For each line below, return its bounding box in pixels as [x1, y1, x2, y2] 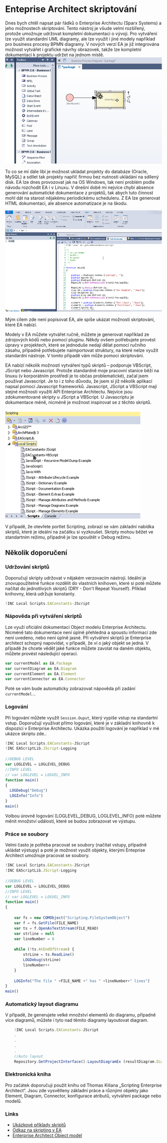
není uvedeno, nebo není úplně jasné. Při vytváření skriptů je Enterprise [5, 634, 152, 641]
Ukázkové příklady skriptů [12, 1122, 66, 1128]
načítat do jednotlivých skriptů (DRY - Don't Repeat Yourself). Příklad [5, 585, 146, 591]
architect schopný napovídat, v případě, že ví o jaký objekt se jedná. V [5, 640, 149, 646]
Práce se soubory [5, 831, 49, 838]
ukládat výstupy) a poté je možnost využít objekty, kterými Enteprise [5, 847, 146, 853]
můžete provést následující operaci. [5, 650, 78, 656]
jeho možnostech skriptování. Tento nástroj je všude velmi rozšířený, [5, 25, 146, 31]
